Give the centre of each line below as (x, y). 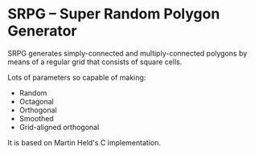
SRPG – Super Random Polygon (114, 14)
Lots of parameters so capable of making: (77, 77)
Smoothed (36, 118)
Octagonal (36, 101)
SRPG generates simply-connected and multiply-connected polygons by (127, 53)
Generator (42, 31)
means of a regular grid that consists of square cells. (95, 62)
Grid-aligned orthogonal (59, 127)
